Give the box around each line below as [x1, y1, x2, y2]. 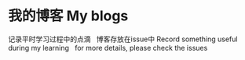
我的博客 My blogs [8, 7, 129, 25]
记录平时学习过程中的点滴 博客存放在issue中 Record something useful [8, 34, 238, 44]
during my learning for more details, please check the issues [8, 43, 208, 52]
